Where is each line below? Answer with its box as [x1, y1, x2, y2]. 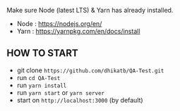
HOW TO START [6, 47, 78, 59]
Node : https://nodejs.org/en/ [16, 20, 102, 27]
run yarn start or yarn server [16, 88, 105, 97]
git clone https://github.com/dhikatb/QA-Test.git [16, 66, 164, 74]
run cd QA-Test [16, 73, 61, 81]
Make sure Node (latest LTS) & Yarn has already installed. [6, 6, 174, 14]
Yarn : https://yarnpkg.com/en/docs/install [16, 27, 140, 35]
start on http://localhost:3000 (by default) [16, 96, 143, 104]
